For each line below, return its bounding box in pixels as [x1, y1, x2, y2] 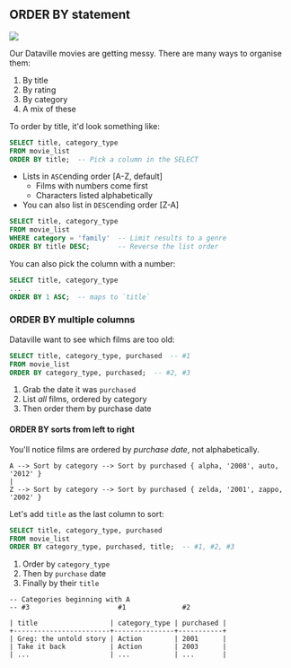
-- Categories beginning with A [9, 595, 130, 604]
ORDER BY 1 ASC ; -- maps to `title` [9, 292, 151, 302]
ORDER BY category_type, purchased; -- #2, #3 [9, 368, 191, 377]
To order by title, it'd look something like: [9, 120, 160, 131]
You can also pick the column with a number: [9, 258, 176, 268]
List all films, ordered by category [22, 394, 147, 405]
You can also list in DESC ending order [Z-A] [22, 199, 180, 210]
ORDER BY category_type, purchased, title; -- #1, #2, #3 [9, 542, 235, 551]
